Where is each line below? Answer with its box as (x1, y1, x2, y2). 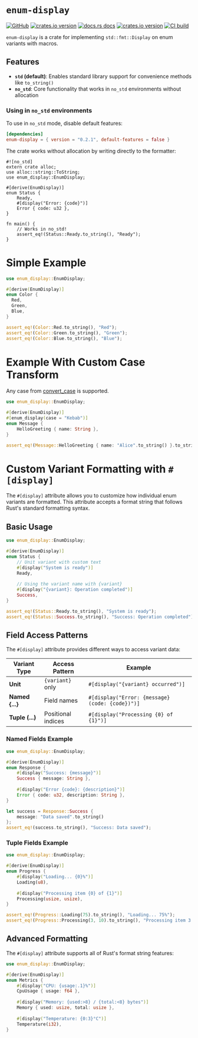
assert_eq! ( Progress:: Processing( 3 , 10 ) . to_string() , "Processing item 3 (6, 917, 192, 924)
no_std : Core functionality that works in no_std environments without (14, 85, 181, 92)
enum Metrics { (6, 977, 44, 983)
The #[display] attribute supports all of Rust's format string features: (6, 949, 174, 956)
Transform (6, 368, 59, 381)
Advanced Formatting (6, 934, 88, 944)
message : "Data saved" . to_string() (16, 814, 104, 820)
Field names (44, 697, 78, 705)
